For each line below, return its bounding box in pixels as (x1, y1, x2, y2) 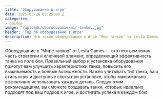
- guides (5, 20, 23, 26)
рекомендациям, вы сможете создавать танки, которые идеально (5, 84, 143, 90)
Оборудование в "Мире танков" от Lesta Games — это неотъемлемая (5, 47, 151, 54)
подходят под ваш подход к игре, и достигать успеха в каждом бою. (5, 89, 149, 95)
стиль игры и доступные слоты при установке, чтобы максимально (5, 74, 146, 80)
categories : (5, 16, 29, 21)
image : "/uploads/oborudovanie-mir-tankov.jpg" (5, 25, 104, 30)
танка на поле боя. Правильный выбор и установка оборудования (5, 58, 143, 64)
